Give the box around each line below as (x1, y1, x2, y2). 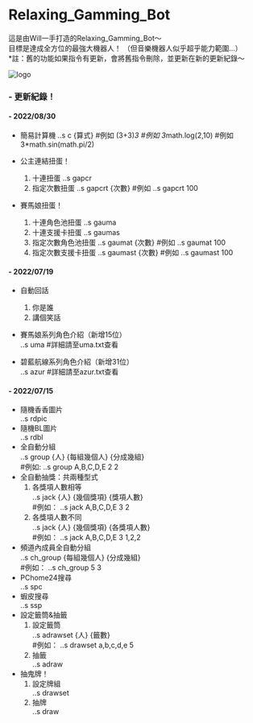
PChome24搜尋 (19, 573, 73, 583)
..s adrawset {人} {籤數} (31, 630, 110, 640)
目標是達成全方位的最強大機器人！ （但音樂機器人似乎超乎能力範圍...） (8, 43, 243, 53)
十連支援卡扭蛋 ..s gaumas (31, 228, 121, 238)
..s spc (19, 582, 43, 592)
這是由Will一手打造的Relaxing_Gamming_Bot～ (8, 33, 162, 43)
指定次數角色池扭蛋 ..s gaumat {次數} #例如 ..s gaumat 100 (31, 238, 226, 247)
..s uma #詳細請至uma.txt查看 (19, 340, 118, 349)
